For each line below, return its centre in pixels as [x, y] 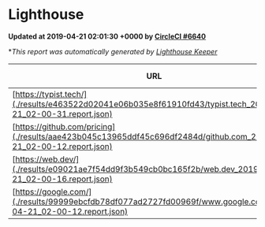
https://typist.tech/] [51, 94]
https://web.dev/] [47, 159]
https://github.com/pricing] [65, 126]
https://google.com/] [54, 192]
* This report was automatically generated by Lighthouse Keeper [113, 51]
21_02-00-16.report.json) [62, 179]
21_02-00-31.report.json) [62, 113]
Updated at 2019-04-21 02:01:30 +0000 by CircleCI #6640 [107, 36]
